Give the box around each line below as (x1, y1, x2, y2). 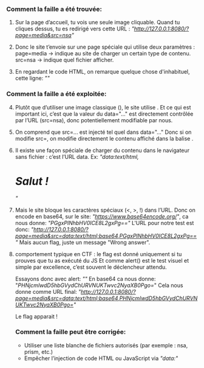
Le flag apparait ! (15, 313, 58, 320)
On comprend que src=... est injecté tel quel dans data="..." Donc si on (15, 128, 192, 136)
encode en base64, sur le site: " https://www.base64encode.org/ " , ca (15, 212, 189, 220)
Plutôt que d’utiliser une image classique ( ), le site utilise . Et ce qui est (15, 103, 191, 111)
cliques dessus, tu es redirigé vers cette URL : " (15, 25, 135, 32)
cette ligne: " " (15, 75, 50, 82)
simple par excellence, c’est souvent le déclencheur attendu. (15, 263, 167, 271)
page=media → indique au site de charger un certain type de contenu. (15, 50, 191, 57)
